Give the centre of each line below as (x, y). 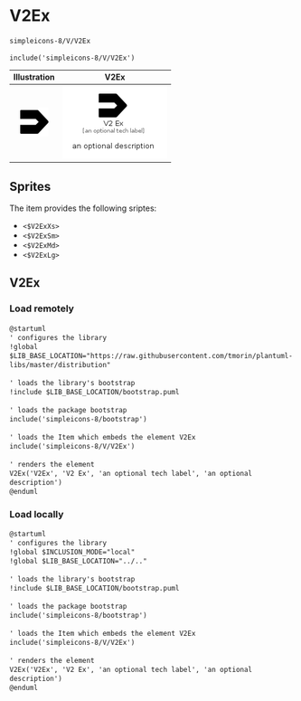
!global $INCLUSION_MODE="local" (72, 552)
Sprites (30, 186)
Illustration (34, 77)
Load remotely (42, 308)
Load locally (37, 514)
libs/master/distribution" (60, 365)
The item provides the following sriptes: (83, 208)
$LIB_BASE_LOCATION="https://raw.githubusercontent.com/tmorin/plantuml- (151, 355)
